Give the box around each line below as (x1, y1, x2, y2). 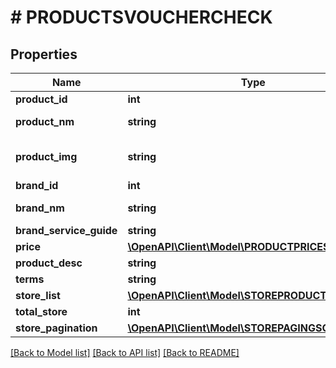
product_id (15, 92, 68, 106)
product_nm (15, 115, 75, 128)
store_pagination (15, 321, 98, 335)
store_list (15, 289, 61, 302)
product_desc (15, 256, 83, 270)
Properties (10, 46, 78, 63)
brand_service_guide (15, 224, 118, 237)
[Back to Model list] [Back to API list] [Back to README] (10, 347, 240, 358)
